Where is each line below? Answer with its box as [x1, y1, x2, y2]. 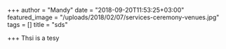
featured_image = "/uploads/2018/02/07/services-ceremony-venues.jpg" [7, 13, 220, 21]
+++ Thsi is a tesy [7, 34, 60, 42]
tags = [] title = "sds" [7, 21, 68, 28]
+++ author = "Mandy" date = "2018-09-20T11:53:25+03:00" [7, 6, 185, 14]
